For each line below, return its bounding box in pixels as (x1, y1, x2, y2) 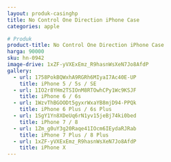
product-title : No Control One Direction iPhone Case (7, 42, 165, 49)
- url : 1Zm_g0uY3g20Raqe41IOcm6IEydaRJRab (13, 125, 137, 132)
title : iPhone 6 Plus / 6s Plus (19, 106, 112, 113)
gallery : (7, 67, 32, 74)
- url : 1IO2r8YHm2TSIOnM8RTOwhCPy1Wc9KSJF (13, 87, 137, 94)
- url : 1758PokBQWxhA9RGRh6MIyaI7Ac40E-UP (13, 74, 137, 81)
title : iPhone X (19, 144, 67, 152)
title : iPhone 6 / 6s (19, 93, 81, 100)
